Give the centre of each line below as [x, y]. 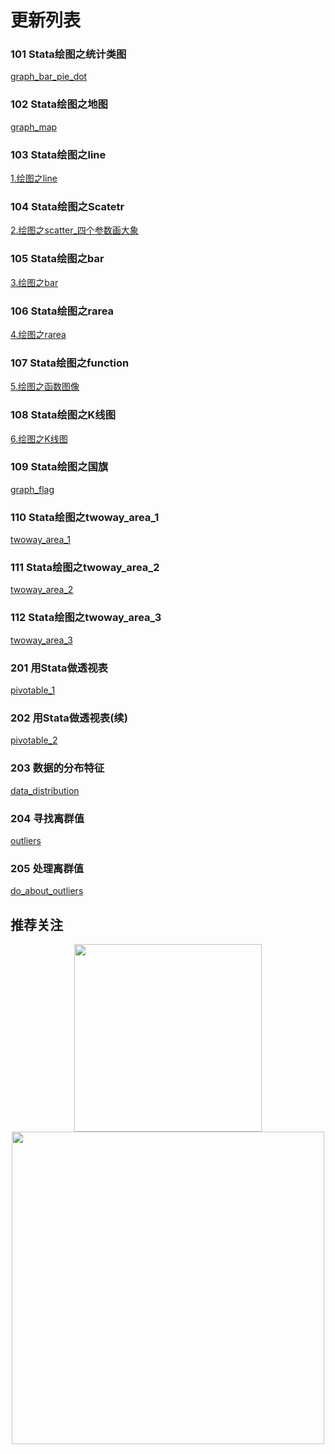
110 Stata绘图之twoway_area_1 [85, 517]
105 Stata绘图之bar [57, 259]
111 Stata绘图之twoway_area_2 [85, 568]
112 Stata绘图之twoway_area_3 [86, 618]
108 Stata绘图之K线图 [63, 415]
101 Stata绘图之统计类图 [68, 54]
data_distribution [45, 790]
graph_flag [32, 489]
